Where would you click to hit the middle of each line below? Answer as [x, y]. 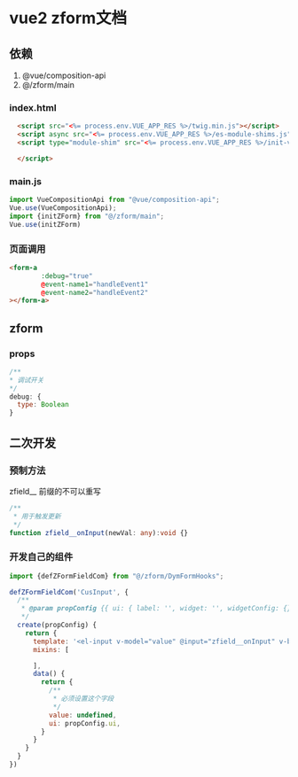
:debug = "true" [67, 276]
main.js [26, 181]
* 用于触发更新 [37, 516]
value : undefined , [82, 715]
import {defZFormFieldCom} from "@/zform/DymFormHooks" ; [117, 576]
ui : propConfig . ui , [85, 723]
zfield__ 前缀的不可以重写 [55, 491]
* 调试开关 [27, 380]
